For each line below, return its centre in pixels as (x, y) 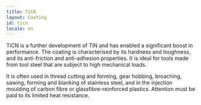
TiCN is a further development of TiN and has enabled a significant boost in (100, 46)
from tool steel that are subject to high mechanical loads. (76, 65)
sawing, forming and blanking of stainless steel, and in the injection (89, 83)
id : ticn (17, 23)
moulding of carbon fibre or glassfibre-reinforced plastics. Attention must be (101, 89)
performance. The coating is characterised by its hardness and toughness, (98, 52)
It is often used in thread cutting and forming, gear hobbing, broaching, (94, 76)
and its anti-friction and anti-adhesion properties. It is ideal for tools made (97, 58)
